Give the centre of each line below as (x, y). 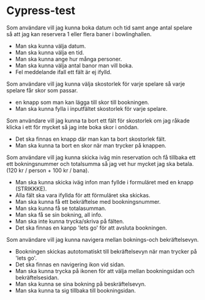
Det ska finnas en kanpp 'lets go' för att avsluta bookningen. (91, 228)
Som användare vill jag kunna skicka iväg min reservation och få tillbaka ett (101, 157)
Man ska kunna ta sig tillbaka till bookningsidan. (76, 290)
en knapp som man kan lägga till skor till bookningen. (82, 102)
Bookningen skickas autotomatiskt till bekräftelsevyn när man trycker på (106, 251)
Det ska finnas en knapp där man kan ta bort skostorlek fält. (91, 139)
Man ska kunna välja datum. (50, 46)
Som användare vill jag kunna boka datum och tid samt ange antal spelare (99, 28)
